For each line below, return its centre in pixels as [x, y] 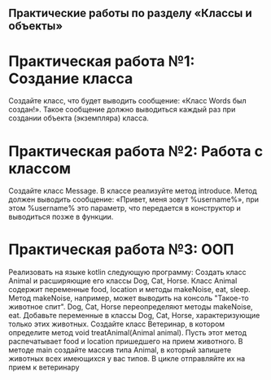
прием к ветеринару [44, 367]
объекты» [36, 26]
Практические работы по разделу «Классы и [130, 13]
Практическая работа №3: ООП [121, 249]
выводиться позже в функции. [61, 217]
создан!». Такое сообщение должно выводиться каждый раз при [122, 110]
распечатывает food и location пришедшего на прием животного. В [126, 342]
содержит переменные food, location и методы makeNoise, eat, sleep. [129, 290]
